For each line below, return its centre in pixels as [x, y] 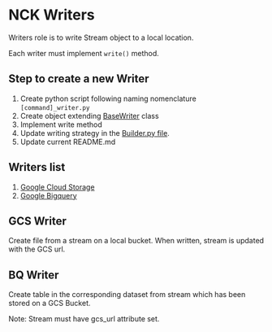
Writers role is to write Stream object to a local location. [101, 37]
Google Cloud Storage [57, 187]
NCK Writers [52, 15]
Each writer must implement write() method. [84, 53]
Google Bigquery [48, 195]
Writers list [37, 167]
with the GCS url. [37, 249]
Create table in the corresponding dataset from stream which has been [127, 295]
